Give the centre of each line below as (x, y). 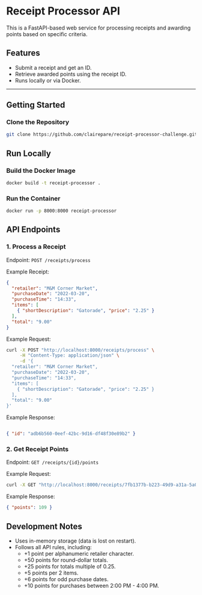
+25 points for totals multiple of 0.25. (70, 566)
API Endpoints (33, 230)
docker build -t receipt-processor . (54, 183)
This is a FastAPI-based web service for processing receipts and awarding (99, 28)
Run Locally (29, 153)
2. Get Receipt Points (38, 449)
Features (23, 53)
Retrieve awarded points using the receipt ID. (71, 74)
